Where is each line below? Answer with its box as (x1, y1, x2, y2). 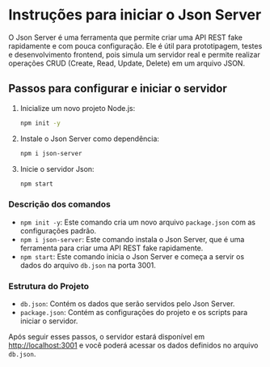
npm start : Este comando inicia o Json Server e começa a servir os (19, 251, 245, 261)
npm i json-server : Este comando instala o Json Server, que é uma (19, 234, 245, 244)
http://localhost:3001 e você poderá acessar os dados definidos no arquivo (8, 340, 259, 350)
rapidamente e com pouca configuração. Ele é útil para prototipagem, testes (8, 41, 263, 50)
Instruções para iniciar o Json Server (8, 6, 262, 24)
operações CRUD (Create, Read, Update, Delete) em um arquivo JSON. (8, 58, 245, 68)
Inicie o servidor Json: (19, 164, 95, 173)
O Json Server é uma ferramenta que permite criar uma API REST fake (8, 32, 243, 42)
